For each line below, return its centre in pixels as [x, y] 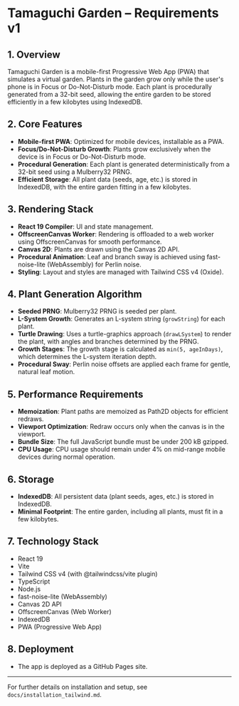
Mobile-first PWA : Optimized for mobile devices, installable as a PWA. [121, 141]
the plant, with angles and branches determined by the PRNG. [108, 342]
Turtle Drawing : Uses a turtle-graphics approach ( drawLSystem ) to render [124, 334]
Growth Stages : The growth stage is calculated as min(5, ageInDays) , [120, 349]
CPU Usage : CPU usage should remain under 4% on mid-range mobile [121, 450]
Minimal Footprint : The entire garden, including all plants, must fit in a [120, 512]
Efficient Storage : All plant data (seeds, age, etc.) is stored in [107, 179]
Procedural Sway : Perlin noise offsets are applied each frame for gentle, [124, 364]
